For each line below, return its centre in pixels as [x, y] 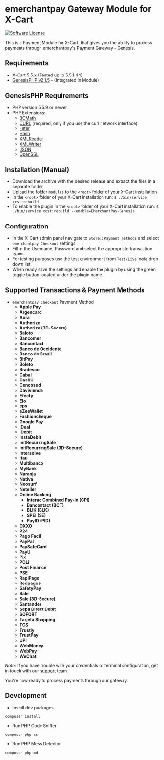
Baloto [26, 333]
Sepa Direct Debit [38, 609]
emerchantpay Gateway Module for [78, 9]
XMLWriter [30, 144]
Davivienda [31, 390]
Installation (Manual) [37, 169]
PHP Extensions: [29, 113]
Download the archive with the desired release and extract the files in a [83, 181]
